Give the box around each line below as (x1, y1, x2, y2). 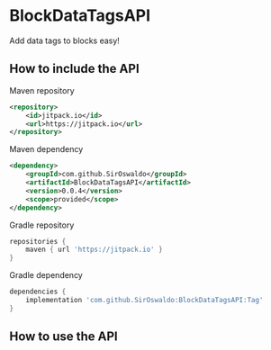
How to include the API (9, 61, 140, 76)
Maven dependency (9, 144, 84, 155)
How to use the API (9, 329, 119, 345)
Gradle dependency (9, 270, 83, 281)
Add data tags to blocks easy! (9, 35, 120, 46)
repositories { (9, 237, 67, 246)
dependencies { (9, 287, 67, 297)
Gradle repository (9, 220, 75, 230)
